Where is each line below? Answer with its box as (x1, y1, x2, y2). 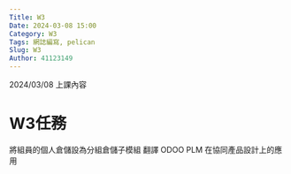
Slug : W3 (9, 46, 42, 55)
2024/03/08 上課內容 (9, 79, 87, 89)
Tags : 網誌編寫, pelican (9, 37, 96, 47)
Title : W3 (9, 12, 46, 22)
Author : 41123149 (9, 54, 73, 63)
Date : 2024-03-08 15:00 (9, 21, 97, 30)
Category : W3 (9, 29, 57, 38)
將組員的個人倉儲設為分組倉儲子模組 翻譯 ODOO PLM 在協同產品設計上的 (9, 144, 275, 155)
